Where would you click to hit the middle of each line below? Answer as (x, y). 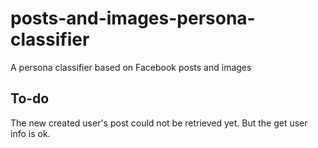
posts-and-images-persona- (133, 18)
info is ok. (30, 133)
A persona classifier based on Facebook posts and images (131, 67)
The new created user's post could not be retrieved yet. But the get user (159, 123)
